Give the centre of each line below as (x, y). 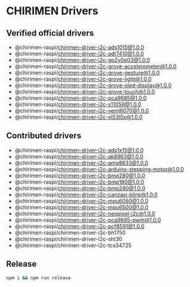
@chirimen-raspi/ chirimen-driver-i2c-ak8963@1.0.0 (79, 156)
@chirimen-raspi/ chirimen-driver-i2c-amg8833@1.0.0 (81, 163)
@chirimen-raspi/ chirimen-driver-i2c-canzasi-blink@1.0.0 (86, 195)
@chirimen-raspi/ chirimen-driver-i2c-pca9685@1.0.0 (81, 98)
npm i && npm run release (38, 278)
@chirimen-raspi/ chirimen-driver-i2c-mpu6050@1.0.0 (82, 200)
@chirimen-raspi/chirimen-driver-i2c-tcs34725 (73, 245)
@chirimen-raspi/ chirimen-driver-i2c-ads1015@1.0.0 (79, 47)
